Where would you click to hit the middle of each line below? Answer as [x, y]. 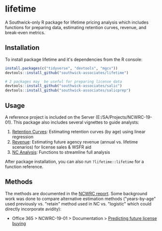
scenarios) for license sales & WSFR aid [52, 147]
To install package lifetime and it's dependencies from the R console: [74, 59]
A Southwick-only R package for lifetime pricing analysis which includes [77, 22]
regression [23, 137]
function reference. [24, 166]
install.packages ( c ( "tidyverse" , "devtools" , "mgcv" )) [61, 68]
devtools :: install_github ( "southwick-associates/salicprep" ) [68, 90]
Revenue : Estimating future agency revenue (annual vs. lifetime [75, 142]
